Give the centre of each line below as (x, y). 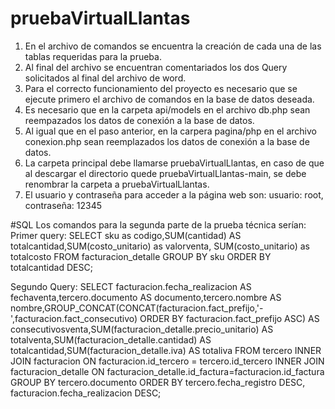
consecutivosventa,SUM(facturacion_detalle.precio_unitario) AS (142, 329)
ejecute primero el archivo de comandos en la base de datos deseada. (169, 99)
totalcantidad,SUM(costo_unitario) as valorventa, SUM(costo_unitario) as (160, 246)
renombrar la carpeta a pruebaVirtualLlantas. (117, 184)
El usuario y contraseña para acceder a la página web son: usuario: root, (174, 194)
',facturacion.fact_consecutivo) (74, 318)
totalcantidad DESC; (51, 267)
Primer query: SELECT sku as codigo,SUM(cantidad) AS (126, 235)
